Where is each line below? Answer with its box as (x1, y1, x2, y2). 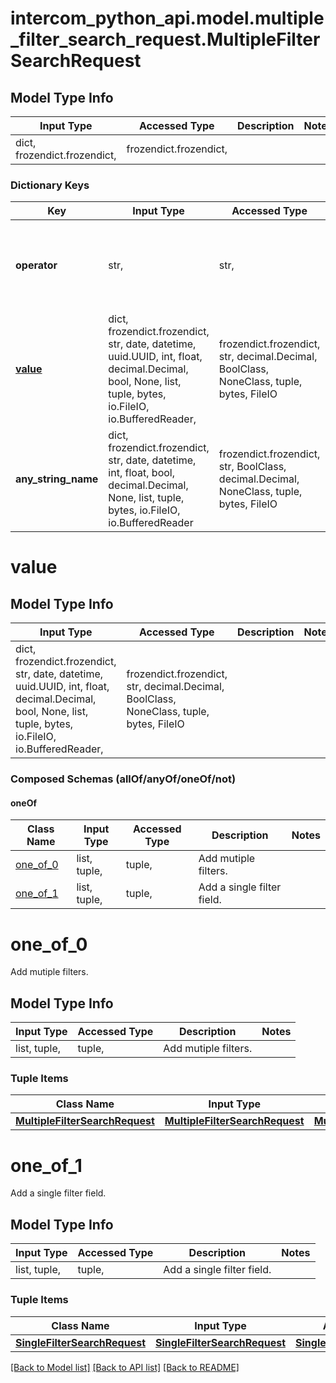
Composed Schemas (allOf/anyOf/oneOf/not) (10, 772, 237, 786)
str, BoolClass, (218, 460, 287, 474)
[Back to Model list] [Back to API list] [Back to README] (10, 1361, 240, 1373)
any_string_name (15, 472, 99, 486)
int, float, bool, (108, 466, 175, 480)
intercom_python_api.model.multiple (10, 7, 325, 30)
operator (15, 258, 58, 272)
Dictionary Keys (10, 178, 90, 192)
